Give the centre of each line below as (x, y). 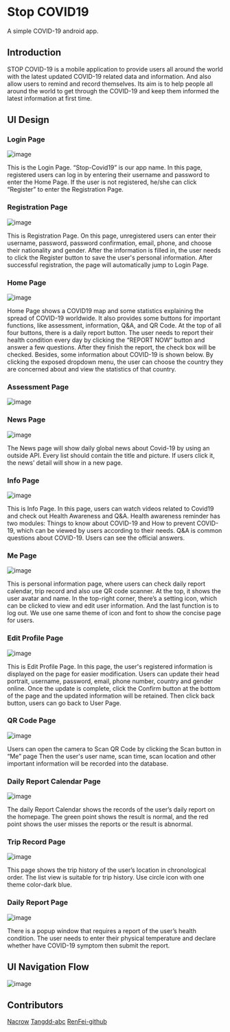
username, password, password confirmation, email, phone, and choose (110, 243)
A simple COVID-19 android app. (53, 31)
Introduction (34, 53)
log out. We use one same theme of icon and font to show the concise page (114, 613)
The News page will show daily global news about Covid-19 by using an (108, 448)
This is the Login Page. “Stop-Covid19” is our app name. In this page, (105, 168)
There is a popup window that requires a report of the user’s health (102, 930)
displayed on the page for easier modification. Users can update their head (113, 674)
